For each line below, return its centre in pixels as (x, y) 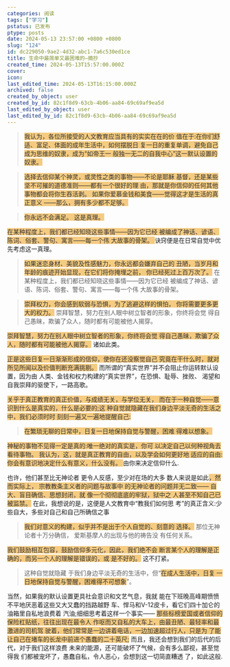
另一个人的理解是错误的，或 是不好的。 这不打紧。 (102, 558)
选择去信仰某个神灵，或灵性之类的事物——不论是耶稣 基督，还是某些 (121, 177)
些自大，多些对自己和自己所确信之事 (58, 512)
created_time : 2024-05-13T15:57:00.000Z (66, 65)
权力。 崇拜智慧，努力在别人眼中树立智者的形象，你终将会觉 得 (125, 312)
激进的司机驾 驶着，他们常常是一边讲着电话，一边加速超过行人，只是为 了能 (114, 631)
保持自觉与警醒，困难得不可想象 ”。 (85, 581)
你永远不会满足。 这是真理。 (64, 217)
